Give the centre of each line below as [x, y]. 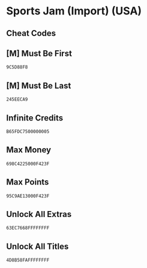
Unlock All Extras [39, 214]
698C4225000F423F [28, 164]
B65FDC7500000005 [28, 132]
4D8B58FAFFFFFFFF [28, 260]
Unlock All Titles [37, 246]
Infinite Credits [35, 118]
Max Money [29, 150]
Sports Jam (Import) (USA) [74, 11]
